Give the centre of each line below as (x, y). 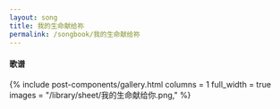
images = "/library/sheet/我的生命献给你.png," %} (100, 95)
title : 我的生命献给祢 (47, 26)
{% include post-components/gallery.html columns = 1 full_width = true (140, 84)
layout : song (34, 17)
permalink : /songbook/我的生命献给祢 (75, 34)
